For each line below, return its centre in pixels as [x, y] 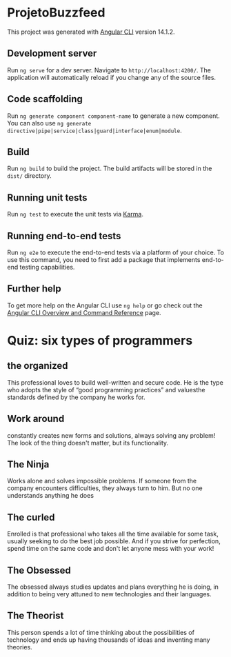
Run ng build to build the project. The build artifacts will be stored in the [110, 169]
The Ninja [28, 464]
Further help [34, 289]
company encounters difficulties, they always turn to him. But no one [105, 488]
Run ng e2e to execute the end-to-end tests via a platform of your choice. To [116, 252]
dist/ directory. [29, 176]
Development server [52, 53]
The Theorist [36, 616]
